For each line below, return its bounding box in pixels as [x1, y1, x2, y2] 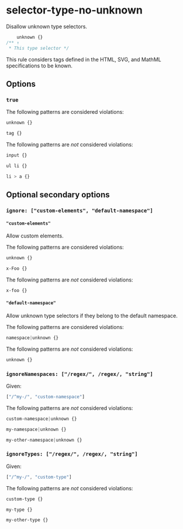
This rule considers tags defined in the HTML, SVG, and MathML [6, 56, 162, 63]
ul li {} [6, 162, 27, 169]
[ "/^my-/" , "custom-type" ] [6, 474, 72, 480]
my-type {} [6, 507, 33, 513]
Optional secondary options [6, 190, 110, 200]
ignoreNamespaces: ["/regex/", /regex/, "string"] [6, 371, 153, 377]
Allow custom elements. [6, 232, 64, 239]
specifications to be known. [6, 62, 73, 69]
